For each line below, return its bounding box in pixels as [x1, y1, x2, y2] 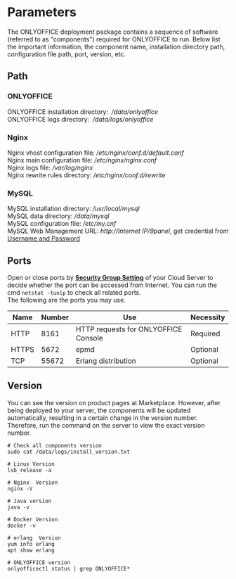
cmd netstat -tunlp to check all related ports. [7, 288, 142, 297]
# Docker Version [7, 516, 58, 523]
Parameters [7, 4, 77, 20]
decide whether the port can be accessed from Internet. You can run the [7, 281, 218, 289]
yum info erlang [7, 540, 55, 547]
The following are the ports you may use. [7, 296, 126, 305]
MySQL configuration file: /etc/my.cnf [7, 219, 117, 228]
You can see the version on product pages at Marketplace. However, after [7, 398, 221, 407]
